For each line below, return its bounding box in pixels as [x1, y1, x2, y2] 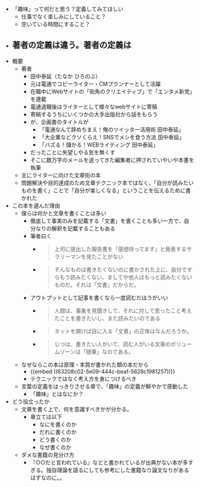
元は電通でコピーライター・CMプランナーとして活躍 [30, 80, 161, 87]
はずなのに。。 [30, 474, 65, 481]
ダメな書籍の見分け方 [21, 451, 75, 458]
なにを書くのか [39, 421, 77, 428]
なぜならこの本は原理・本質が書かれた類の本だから [21, 361, 149, 368]
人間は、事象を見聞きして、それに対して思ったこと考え [54, 307, 192, 314]
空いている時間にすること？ [21, 21, 91, 27]
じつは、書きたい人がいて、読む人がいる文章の [54, 340, 171, 348]
